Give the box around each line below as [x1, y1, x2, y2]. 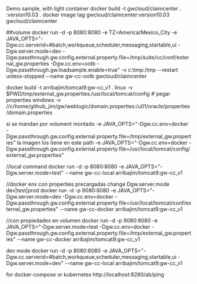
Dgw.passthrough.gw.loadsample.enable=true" [6, 66, 121, 73]
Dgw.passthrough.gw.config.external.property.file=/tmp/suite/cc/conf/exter [6, 54, 189, 61]
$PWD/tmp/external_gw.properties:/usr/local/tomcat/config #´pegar [6, 91, 171, 97]
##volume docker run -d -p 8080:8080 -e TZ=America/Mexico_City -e [6, 29, 178, 36]
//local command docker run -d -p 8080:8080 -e [6, 163, 125, 170]
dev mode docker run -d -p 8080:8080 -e [6, 247, 108, 254]
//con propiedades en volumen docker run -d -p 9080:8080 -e [6, 217, 158, 224]
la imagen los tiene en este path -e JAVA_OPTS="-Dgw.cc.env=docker [16, 139, 188, 146]
